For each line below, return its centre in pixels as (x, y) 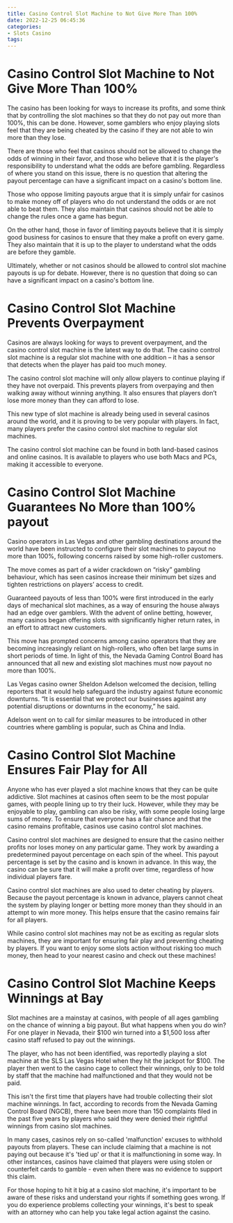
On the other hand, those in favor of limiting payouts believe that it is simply (115, 230)
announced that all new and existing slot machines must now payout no (110, 663)
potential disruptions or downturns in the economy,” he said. (94, 706)
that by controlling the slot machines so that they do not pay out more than (114, 116)
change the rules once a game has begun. (68, 216)
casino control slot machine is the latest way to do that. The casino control (114, 350)
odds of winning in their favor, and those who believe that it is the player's (113, 159)
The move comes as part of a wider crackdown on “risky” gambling (104, 569)
